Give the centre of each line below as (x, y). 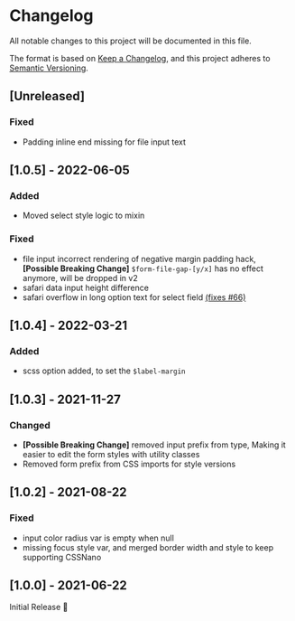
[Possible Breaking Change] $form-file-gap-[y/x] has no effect (143, 268)
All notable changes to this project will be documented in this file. (131, 41)
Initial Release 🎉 (39, 607)
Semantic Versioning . (49, 68)
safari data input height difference (85, 287)
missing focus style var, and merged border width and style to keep (147, 547)
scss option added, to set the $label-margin (104, 371)
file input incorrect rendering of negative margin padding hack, (139, 259)
